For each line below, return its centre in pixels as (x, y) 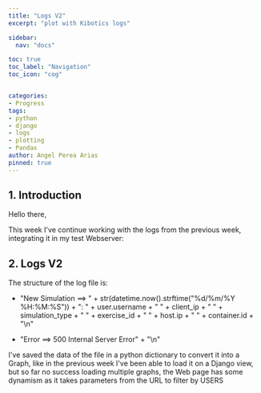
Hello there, (27, 215)
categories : (28, 96)
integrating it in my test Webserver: (66, 239)
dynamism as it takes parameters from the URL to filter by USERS (116, 380)
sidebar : (23, 38)
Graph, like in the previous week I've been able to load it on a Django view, (131, 363)
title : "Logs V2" (37, 16)
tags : (17, 110)
